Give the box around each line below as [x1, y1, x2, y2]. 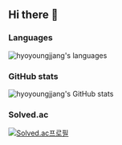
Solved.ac [8, 109, 49, 120]
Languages [8, 32, 54, 43]
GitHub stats [8, 70, 59, 81]
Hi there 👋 [8, 8, 59, 22]
